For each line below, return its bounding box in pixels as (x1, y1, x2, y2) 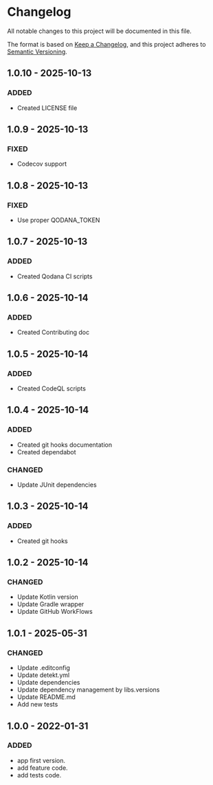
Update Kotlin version (16, 593, 79, 601)
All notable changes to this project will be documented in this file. (7, 27, 192, 35)
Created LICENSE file (16, 104, 78, 112)
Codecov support (16, 159, 67, 168)
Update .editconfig (16, 664, 71, 672)
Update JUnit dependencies (16, 480, 98, 489)
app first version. (16, 756, 65, 764)
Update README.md (16, 693, 76, 701)
